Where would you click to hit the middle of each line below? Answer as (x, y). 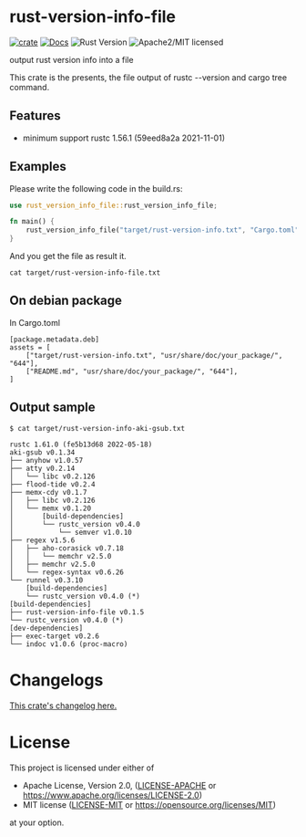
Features (35, 116)
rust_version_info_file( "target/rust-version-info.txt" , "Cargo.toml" (163, 230)
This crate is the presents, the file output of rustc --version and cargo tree (148, 77)
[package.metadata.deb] (55, 340)
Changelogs (56, 680)
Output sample (52, 408)
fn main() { (32, 222)
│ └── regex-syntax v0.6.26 (67, 572)
